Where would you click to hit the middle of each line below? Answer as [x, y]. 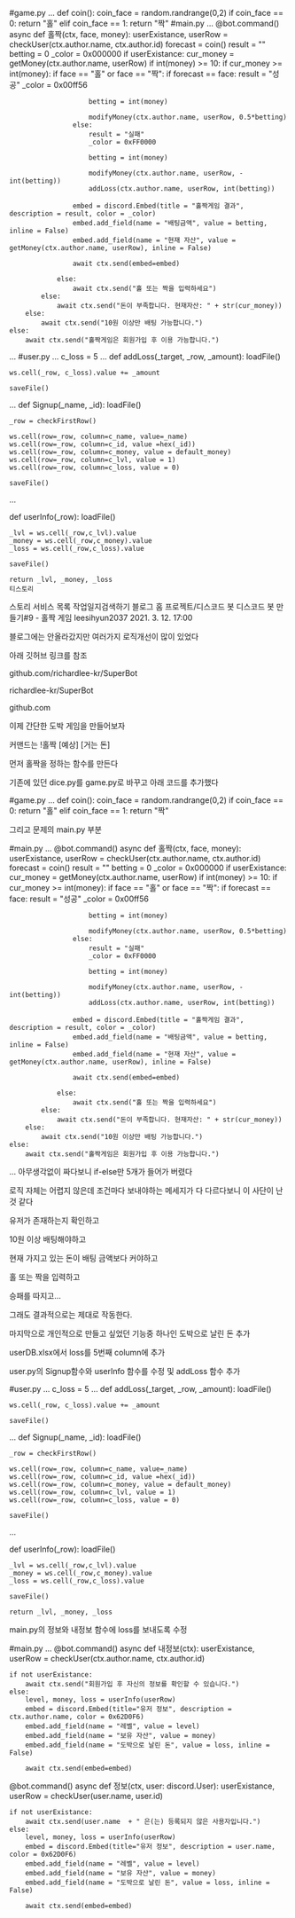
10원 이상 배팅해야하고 [48, 1239]
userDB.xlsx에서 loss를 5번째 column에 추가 [87, 1352]
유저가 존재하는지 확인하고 [54, 1220]
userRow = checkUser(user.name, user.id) [86, 1796]
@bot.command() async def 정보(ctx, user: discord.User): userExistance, [142, 1786]
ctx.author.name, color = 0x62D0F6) [77, 1717]
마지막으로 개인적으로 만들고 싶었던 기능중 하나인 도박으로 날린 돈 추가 [130, 1333]
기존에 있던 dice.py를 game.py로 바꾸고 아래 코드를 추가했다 [114, 782]
